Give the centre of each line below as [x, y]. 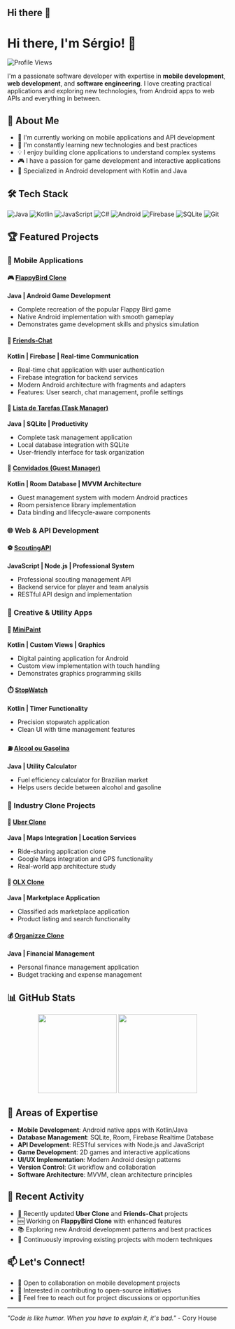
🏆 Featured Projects [53, 237]
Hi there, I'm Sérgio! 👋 [72, 43]
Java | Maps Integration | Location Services [72, 837]
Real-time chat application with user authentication [91, 370]
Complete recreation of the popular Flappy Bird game [94, 309]
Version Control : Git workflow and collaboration [86, 1167]
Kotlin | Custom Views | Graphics [56, 645]
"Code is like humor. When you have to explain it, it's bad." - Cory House [112, 1318]
